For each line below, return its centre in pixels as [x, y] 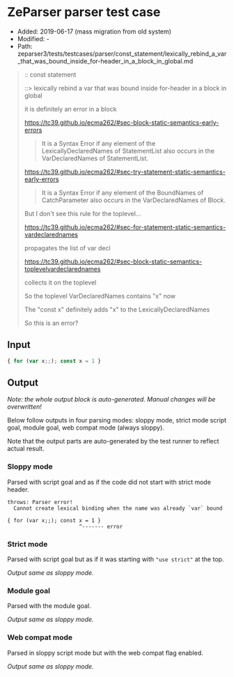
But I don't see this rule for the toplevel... [83, 213]
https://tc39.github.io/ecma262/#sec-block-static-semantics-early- [122, 122]
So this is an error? [51, 323]
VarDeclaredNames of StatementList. [95, 158]
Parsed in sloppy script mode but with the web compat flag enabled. [105, 653]
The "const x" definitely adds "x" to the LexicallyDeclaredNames [117, 309]
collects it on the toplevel [60, 282]
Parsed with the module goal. [49, 606]
